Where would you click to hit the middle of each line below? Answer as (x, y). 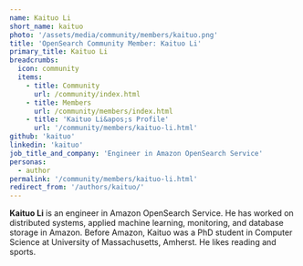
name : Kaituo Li (40, 18)
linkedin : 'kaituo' (47, 145)
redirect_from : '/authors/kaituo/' (77, 188)
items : (30, 77)
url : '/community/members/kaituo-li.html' (115, 128)
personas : (28, 162)
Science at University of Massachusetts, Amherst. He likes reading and (143, 242)
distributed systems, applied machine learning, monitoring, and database (147, 223)
